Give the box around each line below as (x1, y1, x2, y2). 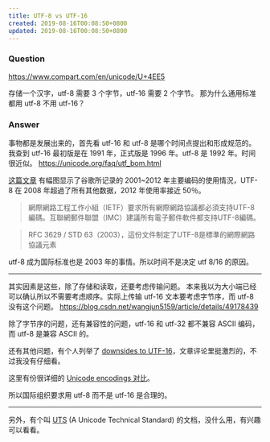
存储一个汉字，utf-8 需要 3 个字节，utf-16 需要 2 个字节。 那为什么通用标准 (8, 88, 257, 97)
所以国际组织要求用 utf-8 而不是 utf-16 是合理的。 (8, 390, 172, 399)
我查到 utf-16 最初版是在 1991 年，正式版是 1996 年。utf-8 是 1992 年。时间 (8, 148, 256, 158)
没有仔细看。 (22, 356, 65, 366)
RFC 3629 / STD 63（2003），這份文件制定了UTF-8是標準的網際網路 (27, 229, 256, 239)
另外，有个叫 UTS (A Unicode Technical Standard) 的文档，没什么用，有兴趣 (8, 415, 261, 424)
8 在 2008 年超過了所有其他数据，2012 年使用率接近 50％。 (8, 185, 206, 195)
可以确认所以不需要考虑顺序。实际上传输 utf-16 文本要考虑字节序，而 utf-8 (8, 291, 255, 301)
